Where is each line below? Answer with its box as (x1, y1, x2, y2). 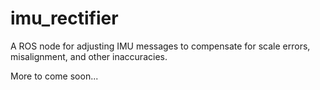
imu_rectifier (10, 7, 119, 30)
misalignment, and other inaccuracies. (10, 50, 168, 62)
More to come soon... (10, 70, 99, 82)
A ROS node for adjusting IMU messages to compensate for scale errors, (10, 40, 311, 52)
